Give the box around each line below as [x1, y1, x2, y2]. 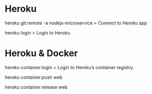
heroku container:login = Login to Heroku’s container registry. [5, 64, 134, 70]
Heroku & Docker [5, 48, 78, 59]
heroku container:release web [5, 84, 68, 90]
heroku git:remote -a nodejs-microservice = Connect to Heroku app [5, 20, 147, 26]
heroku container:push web [5, 74, 63, 80]
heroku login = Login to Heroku [5, 29, 70, 36]
